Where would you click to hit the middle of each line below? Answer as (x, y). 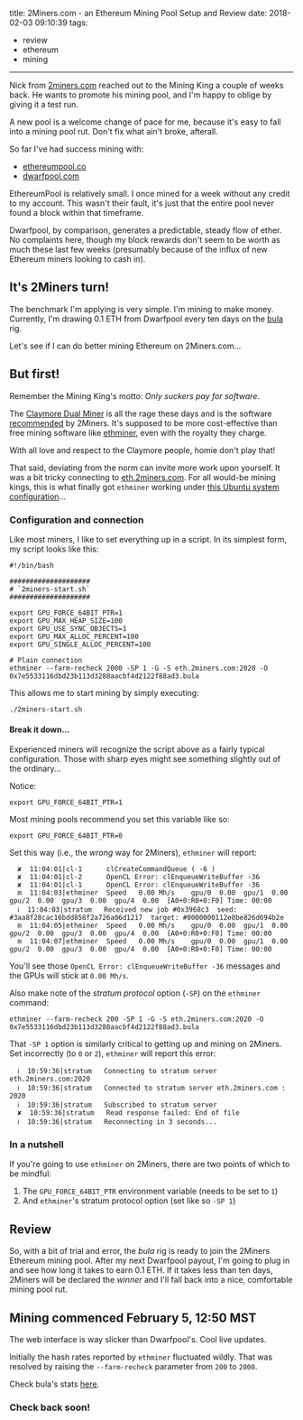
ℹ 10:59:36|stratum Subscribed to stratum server (118, 1105)
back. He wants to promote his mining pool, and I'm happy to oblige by (141, 95)
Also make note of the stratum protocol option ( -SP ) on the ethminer (135, 993)
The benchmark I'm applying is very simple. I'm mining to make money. (142, 309)
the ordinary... (35, 769)
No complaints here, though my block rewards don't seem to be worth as (145, 240)
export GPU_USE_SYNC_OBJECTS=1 (68, 628)
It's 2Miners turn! (60, 288)
